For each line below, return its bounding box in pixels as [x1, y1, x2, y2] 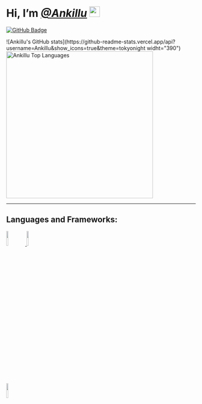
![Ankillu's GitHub [6, 38, 50, 45]
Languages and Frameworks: [6, 215, 118, 225]
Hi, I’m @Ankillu [6, 7, 87, 21]
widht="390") [146, 44, 181, 51]
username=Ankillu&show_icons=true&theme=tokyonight [6, 44, 145, 51]
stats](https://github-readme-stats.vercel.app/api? [50, 38, 176, 45]
